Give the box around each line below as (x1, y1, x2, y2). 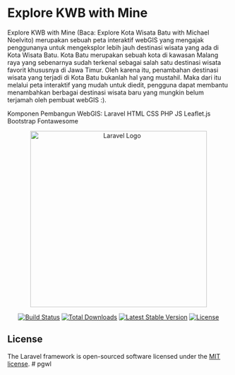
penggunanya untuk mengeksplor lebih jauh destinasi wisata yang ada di (7, 43, 219, 51)
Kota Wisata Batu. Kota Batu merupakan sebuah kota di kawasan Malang (7, 51, 219, 59)
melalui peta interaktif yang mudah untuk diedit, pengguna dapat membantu (7, 80, 228, 89)
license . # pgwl (7, 359, 52, 368)
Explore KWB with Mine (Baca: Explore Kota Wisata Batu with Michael (7, 28, 210, 37)
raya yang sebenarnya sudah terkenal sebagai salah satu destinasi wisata (7, 58, 222, 66)
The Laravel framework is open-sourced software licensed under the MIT (7, 352, 221, 360)
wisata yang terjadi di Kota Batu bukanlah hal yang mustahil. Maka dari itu (7, 73, 222, 82)
